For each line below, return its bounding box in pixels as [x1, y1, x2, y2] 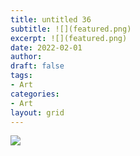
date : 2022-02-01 [10, 42, 83, 53]
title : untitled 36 [10, 14, 92, 25]
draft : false [10, 61, 65, 71]
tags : [10, 71, 33, 81]
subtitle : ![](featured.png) [10, 24, 132, 34]
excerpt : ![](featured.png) [10, 33, 128, 43]
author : [10, 52, 43, 62]
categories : [10, 89, 60, 99]
